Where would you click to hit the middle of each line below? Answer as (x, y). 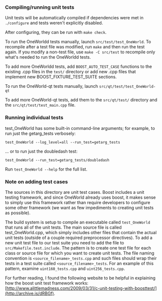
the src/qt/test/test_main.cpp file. (40, 105)
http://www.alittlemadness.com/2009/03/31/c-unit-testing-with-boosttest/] (82, 288)
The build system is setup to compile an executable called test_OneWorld (78, 222)
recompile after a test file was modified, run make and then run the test (75, 47)
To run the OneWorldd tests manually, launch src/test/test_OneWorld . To (78, 42)
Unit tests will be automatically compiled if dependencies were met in (74, 18)
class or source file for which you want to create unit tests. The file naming (80, 253)
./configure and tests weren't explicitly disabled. (54, 23)
